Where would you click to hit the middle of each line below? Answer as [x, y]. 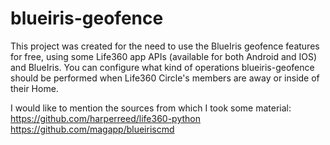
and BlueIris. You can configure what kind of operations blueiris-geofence [162, 67]
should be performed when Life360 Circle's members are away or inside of [165, 78]
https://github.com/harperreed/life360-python [105, 118]
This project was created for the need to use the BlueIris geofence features [165, 46]
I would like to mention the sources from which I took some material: [151, 108]
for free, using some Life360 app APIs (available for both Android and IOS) [164, 56]
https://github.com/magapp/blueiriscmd [92, 129]
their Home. [34, 88]
